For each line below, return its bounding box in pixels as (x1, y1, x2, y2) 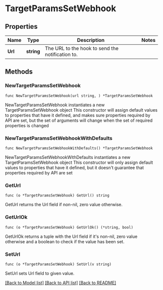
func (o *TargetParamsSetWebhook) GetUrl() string (5, 193, 110, 198)
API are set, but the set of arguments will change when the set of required (5, 117, 153, 123)
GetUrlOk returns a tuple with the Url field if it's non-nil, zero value (5, 233, 138, 239)
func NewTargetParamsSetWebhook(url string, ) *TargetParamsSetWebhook (5, 93, 153, 98)
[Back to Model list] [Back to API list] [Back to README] (5, 280, 116, 286)
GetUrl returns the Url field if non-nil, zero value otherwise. (5, 202, 123, 208)
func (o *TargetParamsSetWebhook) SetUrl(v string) (5, 262, 112, 267)
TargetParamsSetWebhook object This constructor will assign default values (5, 107, 158, 113)
